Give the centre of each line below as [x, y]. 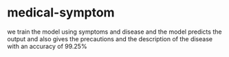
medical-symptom [61, 13]
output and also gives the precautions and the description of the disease [110, 38]
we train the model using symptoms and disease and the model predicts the [115, 32]
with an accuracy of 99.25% [47, 46]
